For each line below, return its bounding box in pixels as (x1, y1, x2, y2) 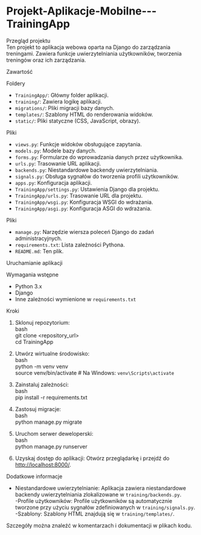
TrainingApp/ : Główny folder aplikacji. (14, 91, 109, 99)
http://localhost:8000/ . (14, 461, 71, 468)
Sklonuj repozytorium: (14, 319, 71, 326)
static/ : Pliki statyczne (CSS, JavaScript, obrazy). (14, 117, 141, 125)
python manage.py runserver (14, 443, 88, 450)
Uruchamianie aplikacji (6, 259, 63, 267)
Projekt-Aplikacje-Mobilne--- (6, 4, 157, 18)
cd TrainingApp (14, 338, 54, 345)
